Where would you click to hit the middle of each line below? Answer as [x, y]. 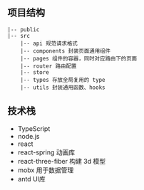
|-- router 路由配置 [48, 66]
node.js [29, 136]
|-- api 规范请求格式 [49, 43]
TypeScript [34, 128]
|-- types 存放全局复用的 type [63, 80]
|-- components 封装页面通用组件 [66, 51]
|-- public [24, 30]
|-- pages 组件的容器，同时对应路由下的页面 [79, 58]
